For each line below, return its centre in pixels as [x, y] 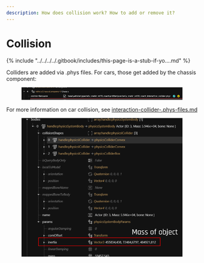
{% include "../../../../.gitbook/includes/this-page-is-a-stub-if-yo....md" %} [98, 60]
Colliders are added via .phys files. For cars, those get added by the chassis [101, 72]
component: [21, 78]
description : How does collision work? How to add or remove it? [90, 13]
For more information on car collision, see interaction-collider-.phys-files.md [102, 110]
